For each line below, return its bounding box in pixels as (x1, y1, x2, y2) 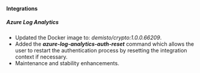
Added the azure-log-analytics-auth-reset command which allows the (15, 40, 195, 48)
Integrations (6, 5, 38, 12)
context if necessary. (15, 53, 68, 60)
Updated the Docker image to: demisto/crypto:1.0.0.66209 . (15, 34, 162, 41)
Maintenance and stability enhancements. (15, 59, 120, 66)
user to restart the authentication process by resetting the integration (15, 46, 187, 54)
